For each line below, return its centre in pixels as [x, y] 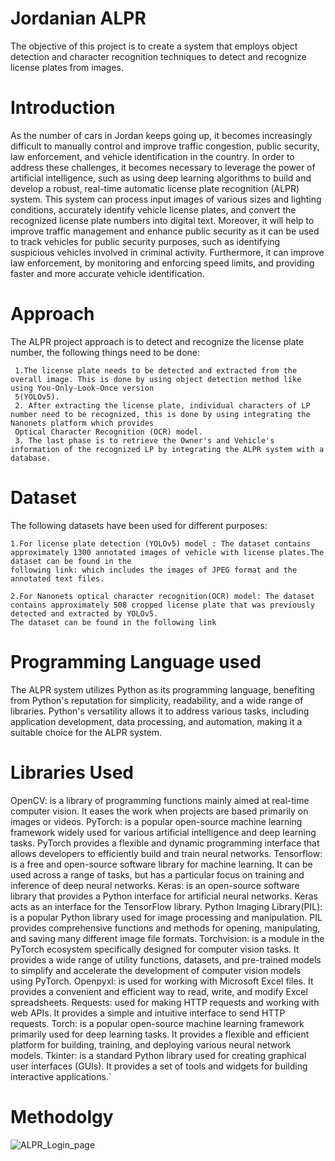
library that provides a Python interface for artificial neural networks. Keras [164, 896]
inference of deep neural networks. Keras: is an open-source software [155, 885]
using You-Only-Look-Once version [82, 388]
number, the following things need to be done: [105, 352]
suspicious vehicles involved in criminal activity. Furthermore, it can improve [167, 252]
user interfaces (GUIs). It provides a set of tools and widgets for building [159, 1066]
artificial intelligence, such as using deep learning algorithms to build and [161, 178]
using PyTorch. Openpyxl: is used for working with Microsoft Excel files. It [162, 981]
